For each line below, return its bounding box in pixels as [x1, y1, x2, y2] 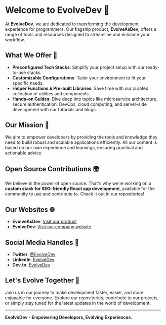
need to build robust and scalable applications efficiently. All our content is [5, 139, 157, 145]
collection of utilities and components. [12, 90, 90, 96]
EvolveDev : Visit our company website [12, 224, 91, 230]
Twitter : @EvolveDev [12, 252, 56, 257]
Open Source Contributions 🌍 [5, 165, 100, 173]
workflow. [5, 37, 25, 43]
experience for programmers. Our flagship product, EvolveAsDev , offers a [5, 26, 157, 32]
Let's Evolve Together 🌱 [5, 276, 80, 285]
